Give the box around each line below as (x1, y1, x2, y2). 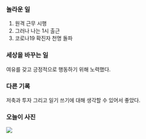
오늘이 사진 (6, 113, 36, 121)
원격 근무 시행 (14, 20, 47, 27)
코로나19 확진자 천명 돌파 (14, 34, 73, 42)
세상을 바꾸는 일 (6, 51, 49, 59)
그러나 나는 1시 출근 (14, 27, 61, 34)
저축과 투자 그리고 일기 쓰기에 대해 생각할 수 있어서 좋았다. (6, 96, 141, 103)
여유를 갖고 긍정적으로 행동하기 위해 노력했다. (6, 65, 111, 72)
